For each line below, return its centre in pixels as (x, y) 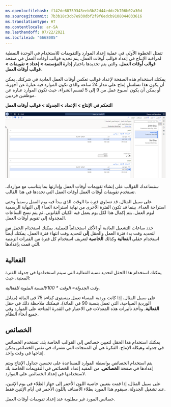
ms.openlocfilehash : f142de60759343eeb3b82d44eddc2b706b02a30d (74, 11)
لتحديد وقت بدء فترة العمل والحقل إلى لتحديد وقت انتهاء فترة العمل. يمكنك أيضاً (80, 233)
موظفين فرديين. (21, 95)
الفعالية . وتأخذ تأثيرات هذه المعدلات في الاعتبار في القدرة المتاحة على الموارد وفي (82, 308)
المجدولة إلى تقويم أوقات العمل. (36, 218)
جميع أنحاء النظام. (22, 314)
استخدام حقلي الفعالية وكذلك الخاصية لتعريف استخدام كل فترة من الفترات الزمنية (82, 238)
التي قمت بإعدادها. (23, 244)
